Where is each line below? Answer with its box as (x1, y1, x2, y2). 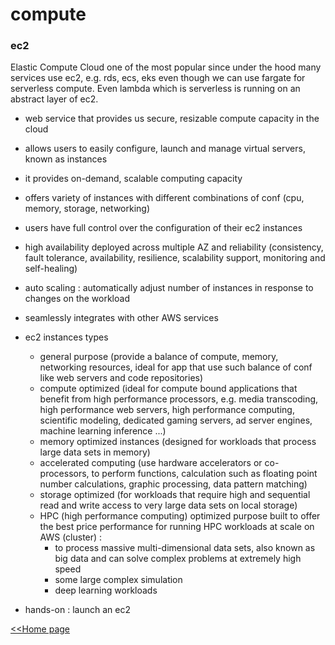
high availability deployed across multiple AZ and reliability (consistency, (24, 241, 324, 253)
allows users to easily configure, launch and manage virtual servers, (24, 143, 306, 155)
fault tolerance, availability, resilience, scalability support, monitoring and (24, 252, 326, 264)
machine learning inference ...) (39, 425, 167, 437)
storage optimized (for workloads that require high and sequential (39, 489, 311, 501)
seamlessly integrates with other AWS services (24, 312, 219, 324)
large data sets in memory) (39, 446, 151, 458)
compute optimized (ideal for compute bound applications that (39, 383, 298, 395)
